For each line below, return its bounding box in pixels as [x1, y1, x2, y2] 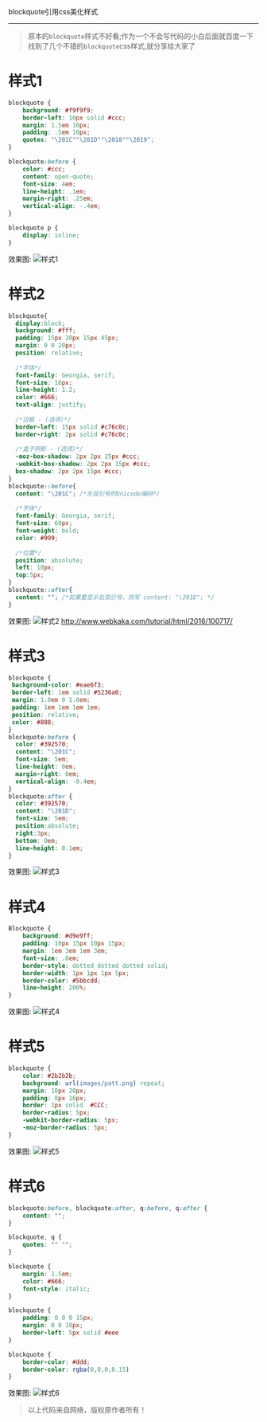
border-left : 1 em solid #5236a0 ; [11, 688, 123, 697]
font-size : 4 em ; [22, 180, 77, 188]
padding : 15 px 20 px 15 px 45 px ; [15, 334, 119, 343]
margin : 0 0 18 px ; [22, 1322, 83, 1330]
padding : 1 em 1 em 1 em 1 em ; [11, 703, 102, 711]
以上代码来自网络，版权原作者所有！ [27, 1405, 147, 1415]
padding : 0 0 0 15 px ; [22, 1314, 94, 1322]
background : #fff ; [15, 327, 77, 335]
